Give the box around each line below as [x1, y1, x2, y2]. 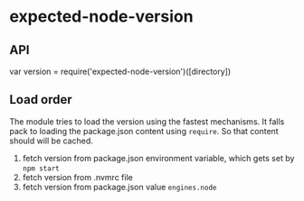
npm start [22, 164, 61, 173]
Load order [9, 92, 72, 107]
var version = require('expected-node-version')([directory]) [9, 66, 232, 77]
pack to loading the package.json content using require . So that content [9, 125, 279, 136]
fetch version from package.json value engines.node [22, 181, 217, 192]
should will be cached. [9, 135, 93, 146]
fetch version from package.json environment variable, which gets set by [22, 152, 295, 163]
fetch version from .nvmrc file [22, 171, 133, 182]
